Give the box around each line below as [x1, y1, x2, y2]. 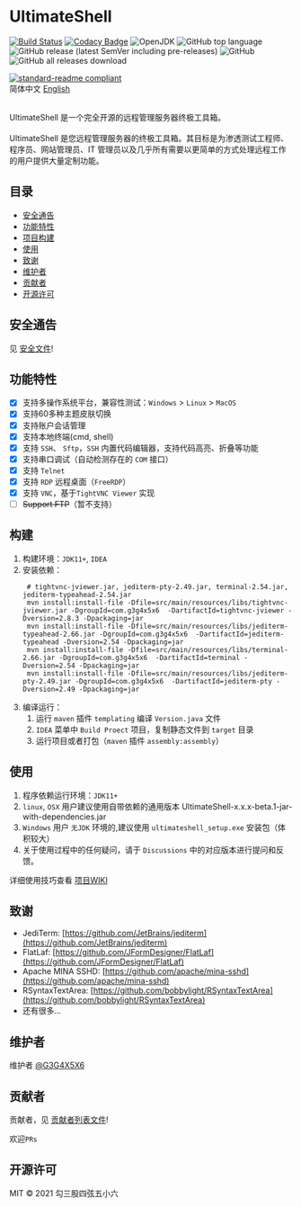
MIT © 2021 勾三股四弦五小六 [9, 1187, 119, 1198]
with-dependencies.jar [22, 811, 107, 822]
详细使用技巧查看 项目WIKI [9, 874, 108, 885]
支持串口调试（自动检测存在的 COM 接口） [22, 453, 173, 464]
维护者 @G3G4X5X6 [9, 1059, 85, 1071]
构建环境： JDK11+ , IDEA [22, 553, 108, 564]
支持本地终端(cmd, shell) [22, 431, 114, 442]
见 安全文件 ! [9, 343, 54, 353]
